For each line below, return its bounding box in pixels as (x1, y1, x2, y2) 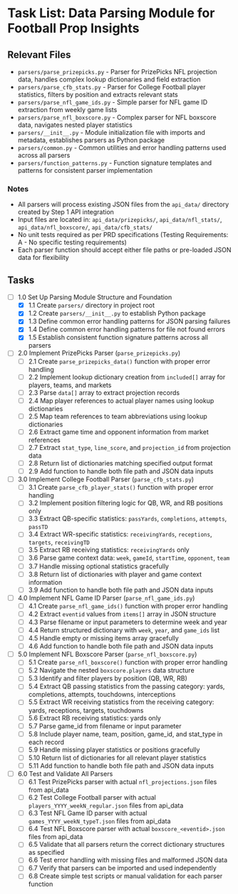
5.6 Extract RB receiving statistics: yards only (28, 713, 162, 722)
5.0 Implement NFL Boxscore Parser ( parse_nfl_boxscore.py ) (17, 650, 197, 658)
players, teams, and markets (28, 381, 112, 389)
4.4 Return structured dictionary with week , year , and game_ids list (28, 626, 220, 634)
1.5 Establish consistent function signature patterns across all (28, 333, 209, 342)
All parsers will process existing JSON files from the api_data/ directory (17, 200, 229, 209)
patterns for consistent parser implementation (17, 166, 153, 174)
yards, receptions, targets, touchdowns (28, 705, 144, 715)
